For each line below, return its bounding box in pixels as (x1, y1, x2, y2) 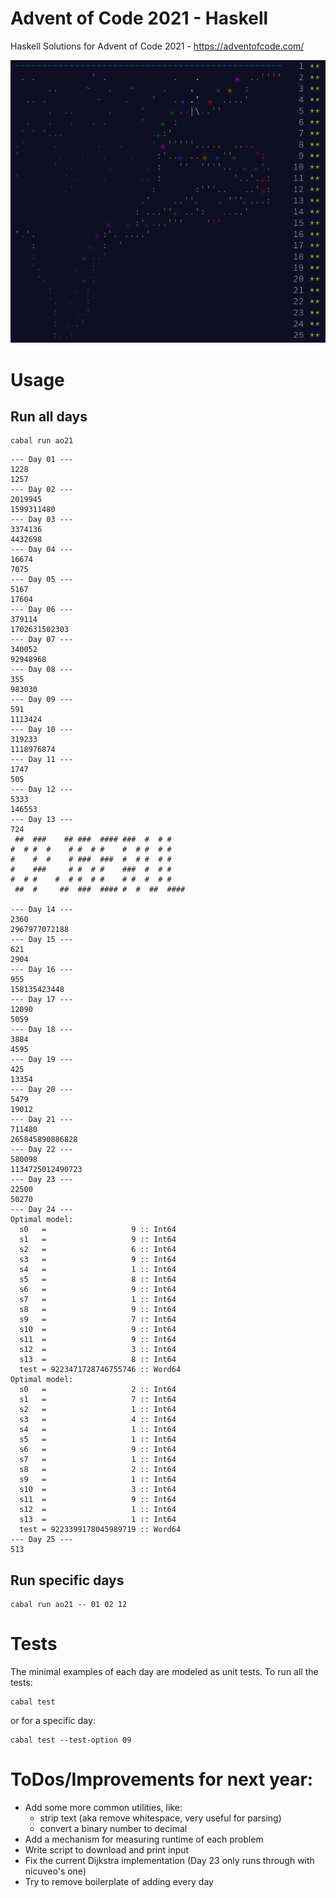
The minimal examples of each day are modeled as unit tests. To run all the (10, 1666, 319, 1678)
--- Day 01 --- (10, 455, 74, 465)
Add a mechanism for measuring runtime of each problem (24, 1833, 264, 1846)
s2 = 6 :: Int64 (19, 1245, 177, 1255)
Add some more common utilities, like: (24, 1802, 183, 1814)
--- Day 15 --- (10, 935, 74, 945)
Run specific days (10, 1572, 125, 1589)
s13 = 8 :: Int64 (19, 1355, 177, 1365)
